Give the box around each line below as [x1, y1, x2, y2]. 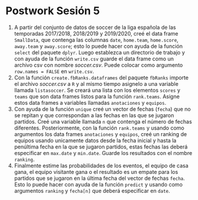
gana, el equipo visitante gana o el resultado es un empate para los [14, 168, 178, 175]
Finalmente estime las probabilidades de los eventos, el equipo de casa [14, 162, 189, 169]
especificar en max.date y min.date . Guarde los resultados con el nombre [14, 149, 193, 156]
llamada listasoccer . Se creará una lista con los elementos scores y [14, 86, 181, 93]
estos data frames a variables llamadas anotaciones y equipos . [14, 99, 167, 106]
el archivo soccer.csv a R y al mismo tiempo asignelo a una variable [14, 80, 179, 87]
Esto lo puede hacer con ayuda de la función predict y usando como [14, 180, 183, 188]
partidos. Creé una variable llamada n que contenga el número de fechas [14, 118, 192, 125]
